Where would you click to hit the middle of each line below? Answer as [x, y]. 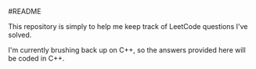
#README [25, 11]
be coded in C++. [36, 58]
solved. [20, 35]
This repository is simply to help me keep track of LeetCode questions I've [128, 26]
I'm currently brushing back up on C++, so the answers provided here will [127, 50]
